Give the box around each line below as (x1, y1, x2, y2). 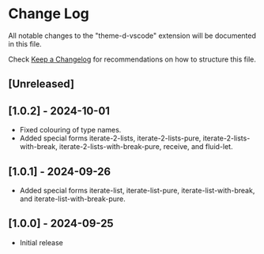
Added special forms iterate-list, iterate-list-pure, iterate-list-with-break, (19, 185, 255, 195)
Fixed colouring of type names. (19, 125, 122, 135)
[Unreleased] (8, 77, 75, 91)
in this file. (8, 39, 42, 48)
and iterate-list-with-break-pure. (19, 194, 126, 204)
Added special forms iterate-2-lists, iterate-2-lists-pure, (19, 133, 202, 143)
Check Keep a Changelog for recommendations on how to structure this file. (8, 54, 257, 64)
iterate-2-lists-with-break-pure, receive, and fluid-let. (58, 142, 233, 151)
